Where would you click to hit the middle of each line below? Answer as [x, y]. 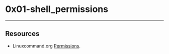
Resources [22, 34]
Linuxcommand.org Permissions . [47, 45]
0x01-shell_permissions [57, 9]
